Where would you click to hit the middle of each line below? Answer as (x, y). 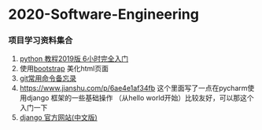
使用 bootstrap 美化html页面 (64, 69)
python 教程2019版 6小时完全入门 (74, 59)
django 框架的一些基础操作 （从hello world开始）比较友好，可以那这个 (140, 98)
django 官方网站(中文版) (59, 117)
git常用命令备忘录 (48, 78)
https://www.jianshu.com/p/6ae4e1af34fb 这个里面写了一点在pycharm (133, 88)
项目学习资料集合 (41, 41)
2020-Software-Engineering (103, 14)
